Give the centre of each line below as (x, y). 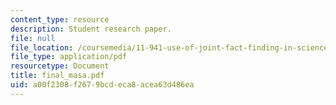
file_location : (42, 47)
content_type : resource (60, 19)
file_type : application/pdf (69, 57)
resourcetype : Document (60, 66)
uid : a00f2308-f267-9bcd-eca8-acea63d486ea (102, 85)
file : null (33, 38)
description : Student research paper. (91, 29)
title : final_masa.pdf (57, 76)
